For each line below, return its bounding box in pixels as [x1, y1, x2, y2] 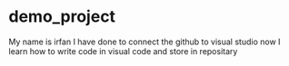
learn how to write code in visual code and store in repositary [8, 45, 238, 56]
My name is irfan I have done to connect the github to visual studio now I [8, 36, 281, 47]
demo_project [8, 6, 115, 27]
